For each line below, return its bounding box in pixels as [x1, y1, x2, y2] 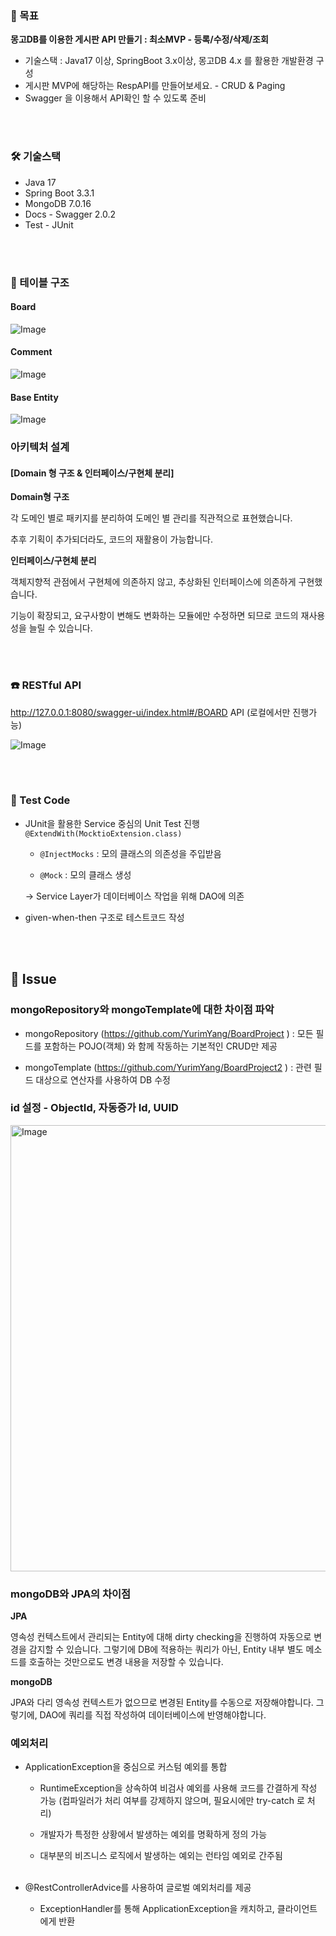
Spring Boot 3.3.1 [24, 187, 95, 199]
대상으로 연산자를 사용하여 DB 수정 [35, 1073, 171, 1086]
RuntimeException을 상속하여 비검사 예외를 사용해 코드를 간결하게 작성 [39, 1782, 318, 1794]
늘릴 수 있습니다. [28, 622, 93, 634]
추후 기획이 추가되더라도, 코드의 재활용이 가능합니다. [10, 533, 213, 546]
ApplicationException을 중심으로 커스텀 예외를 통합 [24, 1761, 228, 1773]
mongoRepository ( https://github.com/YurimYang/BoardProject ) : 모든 [24, 1027, 314, 1039]
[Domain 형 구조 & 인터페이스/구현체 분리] [10, 467, 175, 479]
